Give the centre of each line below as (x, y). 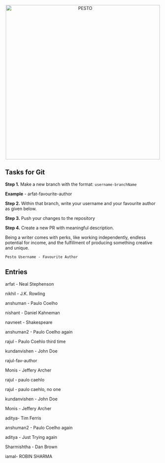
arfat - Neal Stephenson (30, 284)
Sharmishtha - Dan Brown (31, 447)
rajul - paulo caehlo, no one (33, 389)
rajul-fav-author (21, 360)
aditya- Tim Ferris (23, 418)
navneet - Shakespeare (29, 322)
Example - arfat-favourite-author (39, 194)
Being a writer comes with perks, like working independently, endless (76, 237)
